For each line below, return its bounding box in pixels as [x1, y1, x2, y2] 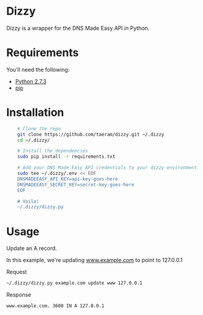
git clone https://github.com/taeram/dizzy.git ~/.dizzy [17, 131, 165, 138]
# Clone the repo [17, 126, 61, 132]
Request [6, 268, 27, 275]
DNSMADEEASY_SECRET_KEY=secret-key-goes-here [17, 182, 135, 188]
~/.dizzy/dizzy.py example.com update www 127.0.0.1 [6, 280, 143, 286]
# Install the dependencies [17, 148, 88, 154]
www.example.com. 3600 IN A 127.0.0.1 [6, 303, 105, 309]
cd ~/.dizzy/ [17, 137, 50, 143]
